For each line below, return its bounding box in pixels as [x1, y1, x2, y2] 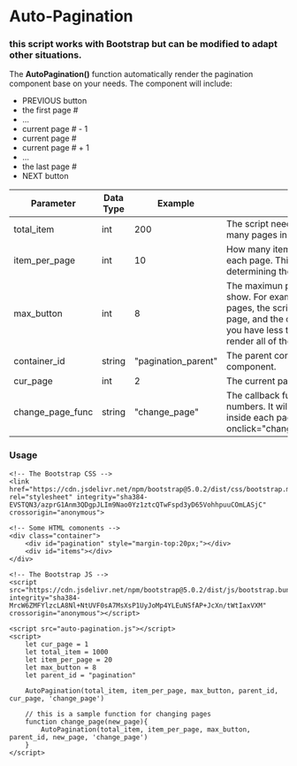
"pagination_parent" [133, 355, 218, 368]
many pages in [226, 228, 287, 241]
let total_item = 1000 [25, 647, 109, 656]
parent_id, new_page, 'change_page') [9, 732, 148, 741]
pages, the [226, 302, 271, 314]
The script [226, 218, 270, 230]
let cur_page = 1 [25, 639, 89, 648]
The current [226, 375, 276, 387]
